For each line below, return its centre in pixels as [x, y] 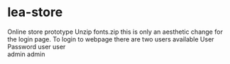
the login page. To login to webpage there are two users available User [111, 39]
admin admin [26, 54]
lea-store [35, 12]
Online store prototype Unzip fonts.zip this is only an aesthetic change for [115, 32]
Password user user [37, 46]
